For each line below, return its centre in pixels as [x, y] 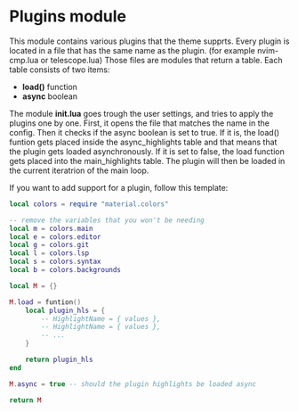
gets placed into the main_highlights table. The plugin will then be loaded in [147, 161]
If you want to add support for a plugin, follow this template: [119, 187]
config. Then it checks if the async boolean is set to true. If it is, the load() [145, 132]
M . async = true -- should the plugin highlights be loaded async [133, 384]
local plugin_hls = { [65, 310]
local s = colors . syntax [55, 262]
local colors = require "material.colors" [89, 204]
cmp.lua [24, 60]
